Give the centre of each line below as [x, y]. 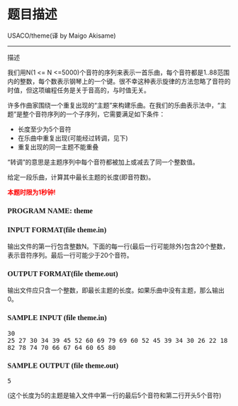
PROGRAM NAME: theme [50, 210]
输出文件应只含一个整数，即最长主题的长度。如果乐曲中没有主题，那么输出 [116, 290]
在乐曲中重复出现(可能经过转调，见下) [73, 138]
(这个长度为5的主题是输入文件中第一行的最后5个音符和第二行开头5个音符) [114, 395]
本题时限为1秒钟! [32, 192]
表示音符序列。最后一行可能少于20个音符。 [70, 256]
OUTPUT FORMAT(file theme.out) [63, 274]
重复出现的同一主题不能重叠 [58, 147]
